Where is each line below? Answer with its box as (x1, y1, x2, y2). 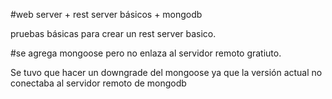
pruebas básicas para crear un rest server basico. (10, 28, 217, 39)
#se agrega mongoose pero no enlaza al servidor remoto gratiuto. (10, 47, 282, 59)
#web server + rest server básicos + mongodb (10, 9, 203, 20)
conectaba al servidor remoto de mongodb (10, 77, 187, 89)
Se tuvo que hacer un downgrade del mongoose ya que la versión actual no (10, 67, 323, 78)
